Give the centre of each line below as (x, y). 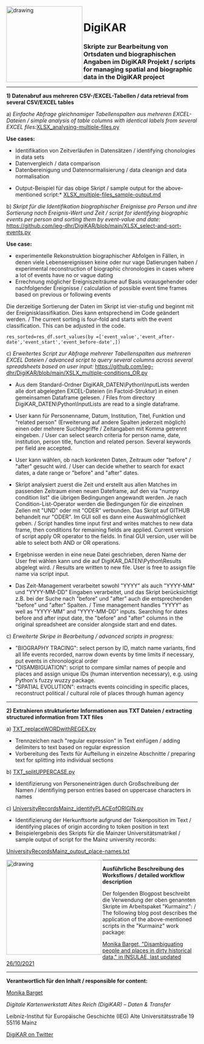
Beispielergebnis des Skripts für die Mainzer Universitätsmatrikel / (98, 833)
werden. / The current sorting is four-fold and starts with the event (89, 319)
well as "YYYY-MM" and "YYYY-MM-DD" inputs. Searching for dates (101, 612)
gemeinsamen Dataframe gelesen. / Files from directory (85, 398)
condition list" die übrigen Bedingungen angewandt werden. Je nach (101, 497)
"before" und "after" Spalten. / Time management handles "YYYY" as (102, 605)
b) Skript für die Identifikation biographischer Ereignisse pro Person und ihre (102, 207)
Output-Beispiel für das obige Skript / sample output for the (90, 188)
